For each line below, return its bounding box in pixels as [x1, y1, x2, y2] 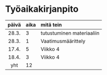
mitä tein [40, 21, 62, 28]
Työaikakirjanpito [5, 3, 79, 15]
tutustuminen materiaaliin [40, 30, 100, 37]
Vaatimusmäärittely [40, 37, 86, 44]
